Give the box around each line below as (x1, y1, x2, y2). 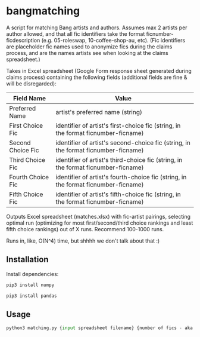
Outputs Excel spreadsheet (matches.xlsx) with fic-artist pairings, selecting (6, 213, 191, 220)
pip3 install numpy (6, 282, 55, 288)
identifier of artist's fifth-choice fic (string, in (55, 190, 181, 198)
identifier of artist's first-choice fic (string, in (55, 121, 181, 130)
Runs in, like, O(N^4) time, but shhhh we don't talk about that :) (6, 237, 160, 244)
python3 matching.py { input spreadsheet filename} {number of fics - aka (6, 325, 193, 331)
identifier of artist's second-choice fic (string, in (55, 139, 190, 147)
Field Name (12, 94, 46, 102)
